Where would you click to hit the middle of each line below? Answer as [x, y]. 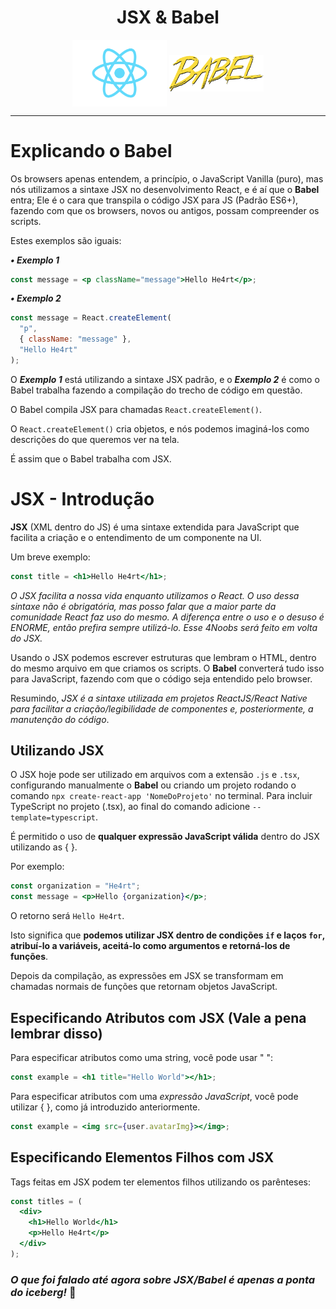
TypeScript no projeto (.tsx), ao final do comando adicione [130, 807]
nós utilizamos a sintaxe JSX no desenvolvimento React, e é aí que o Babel [165, 189]
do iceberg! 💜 [43, 1292]
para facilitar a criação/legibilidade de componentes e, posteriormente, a [162, 708]
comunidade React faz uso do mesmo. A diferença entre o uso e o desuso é [167, 617]
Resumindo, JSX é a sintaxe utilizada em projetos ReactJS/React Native [159, 698]
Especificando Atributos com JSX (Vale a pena [158, 1017]
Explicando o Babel [91, 150]
